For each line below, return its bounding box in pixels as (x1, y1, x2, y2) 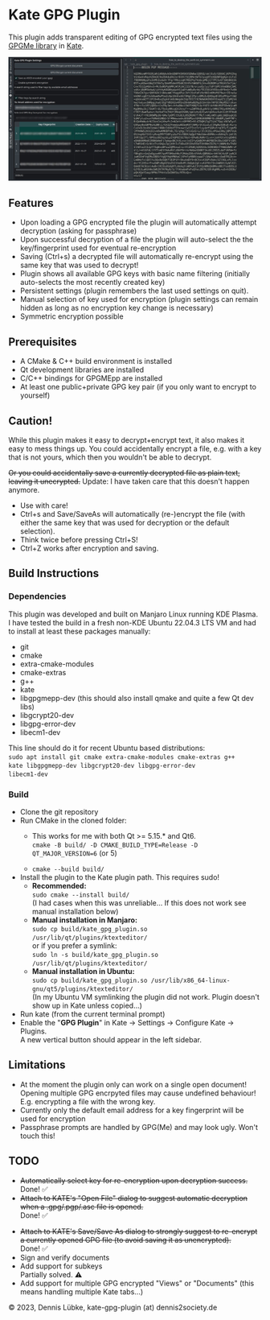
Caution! (8, 414, 53, 427)
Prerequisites (8, 335, 77, 349)
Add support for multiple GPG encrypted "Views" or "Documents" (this (19, 1278, 255, 1288)
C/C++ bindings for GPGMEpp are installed (19, 373, 163, 383)
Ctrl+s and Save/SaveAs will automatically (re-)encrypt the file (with (19, 509, 245, 518)
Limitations (8, 1058, 66, 1072)
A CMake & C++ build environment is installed (19, 357, 173, 366)
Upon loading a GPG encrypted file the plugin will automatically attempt (19, 217, 257, 227)
